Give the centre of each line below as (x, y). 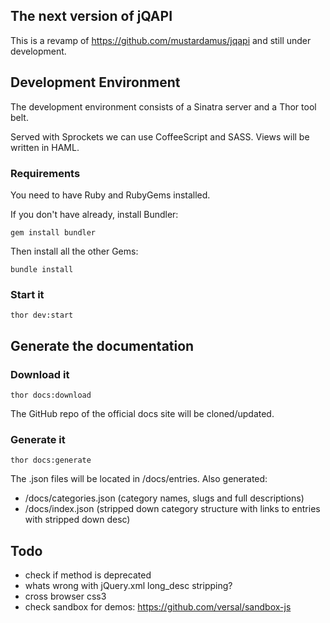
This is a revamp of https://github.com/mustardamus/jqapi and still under (161, 40)
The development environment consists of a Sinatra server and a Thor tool (163, 106)
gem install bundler (53, 232)
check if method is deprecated (88, 575)
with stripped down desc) (77, 520)
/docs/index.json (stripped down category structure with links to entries (172, 509)
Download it (40, 374)
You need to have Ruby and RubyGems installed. (110, 195)
